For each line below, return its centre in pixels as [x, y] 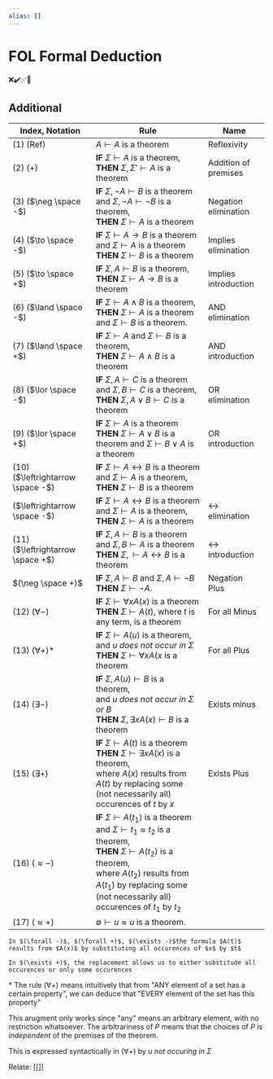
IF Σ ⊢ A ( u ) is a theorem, [144, 635]
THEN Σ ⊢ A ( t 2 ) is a [134, 852]
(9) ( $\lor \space [44, 434]
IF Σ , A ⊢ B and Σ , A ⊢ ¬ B [145, 578]
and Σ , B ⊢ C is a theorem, [147, 390]
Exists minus [232, 704]
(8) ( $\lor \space [44, 390]
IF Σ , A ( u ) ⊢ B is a [130, 679]
